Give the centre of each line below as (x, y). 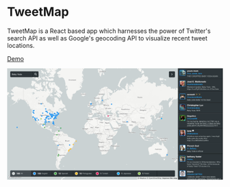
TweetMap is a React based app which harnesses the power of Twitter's (109, 31)
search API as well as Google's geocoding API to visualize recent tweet (107, 38)
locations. (21, 45)
